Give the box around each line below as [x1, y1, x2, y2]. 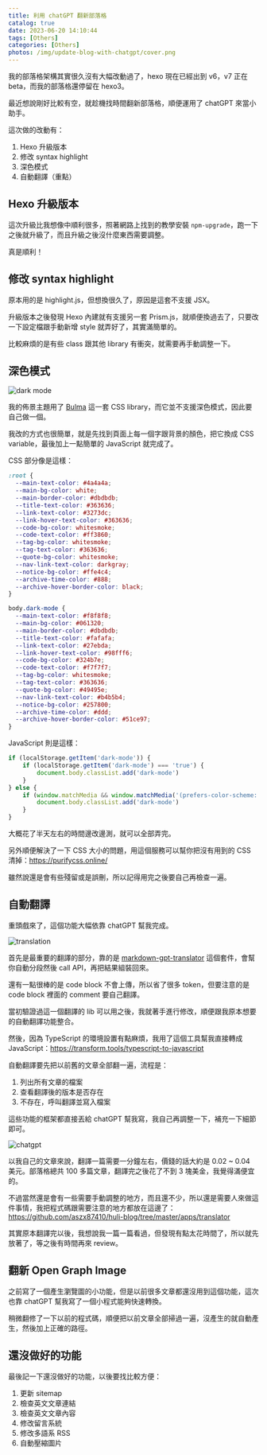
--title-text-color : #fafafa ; [15, 634, 115, 642]
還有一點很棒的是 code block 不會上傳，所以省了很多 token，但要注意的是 [8, 979, 250, 989]
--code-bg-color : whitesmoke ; [15, 523, 115, 531]
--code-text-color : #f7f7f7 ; [15, 663, 112, 672]
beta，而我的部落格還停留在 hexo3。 [8, 81, 129, 91]
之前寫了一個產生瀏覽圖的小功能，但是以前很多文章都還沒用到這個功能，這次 [8, 1286, 259, 1296]
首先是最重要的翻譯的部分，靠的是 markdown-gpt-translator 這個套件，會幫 [8, 952, 256, 963]
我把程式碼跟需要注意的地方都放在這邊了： [35, 1203, 176, 1212]
